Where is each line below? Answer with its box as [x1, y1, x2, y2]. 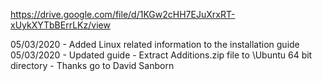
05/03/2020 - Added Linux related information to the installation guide [10, 39, 300, 50]
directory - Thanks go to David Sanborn [10, 60, 175, 71]
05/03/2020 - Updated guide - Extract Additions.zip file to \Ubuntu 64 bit [10, 49, 313, 61]
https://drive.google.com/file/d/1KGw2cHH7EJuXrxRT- [10, 9, 236, 20]
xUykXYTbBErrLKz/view [10, 19, 111, 31]
